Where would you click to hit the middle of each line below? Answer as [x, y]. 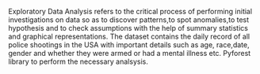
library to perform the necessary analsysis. [78, 61]
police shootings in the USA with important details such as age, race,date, [129, 45]
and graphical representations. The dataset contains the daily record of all [129, 36]
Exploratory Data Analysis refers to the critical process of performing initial [130, 11]
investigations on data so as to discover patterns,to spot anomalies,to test [129, 20]
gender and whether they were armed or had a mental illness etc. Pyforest [130, 53]
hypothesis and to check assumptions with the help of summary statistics [128, 28]
